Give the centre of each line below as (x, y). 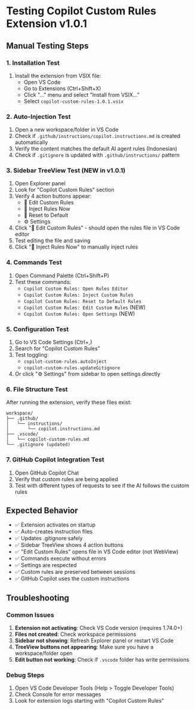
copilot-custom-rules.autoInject (65, 362)
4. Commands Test (34, 262)
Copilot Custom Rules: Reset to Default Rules (83, 301)
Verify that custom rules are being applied (66, 479)
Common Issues (30, 615)
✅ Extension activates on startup (55, 525)
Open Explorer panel (40, 183)
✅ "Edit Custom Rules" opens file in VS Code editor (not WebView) (97, 552)
